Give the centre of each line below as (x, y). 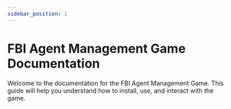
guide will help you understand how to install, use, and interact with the (111, 90)
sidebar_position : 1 (38, 14)
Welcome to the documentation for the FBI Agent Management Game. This (115, 83)
